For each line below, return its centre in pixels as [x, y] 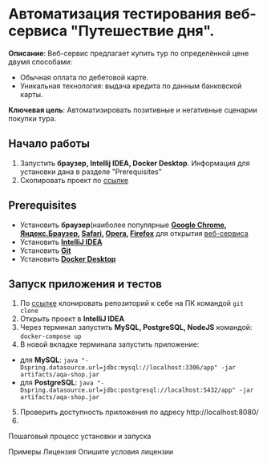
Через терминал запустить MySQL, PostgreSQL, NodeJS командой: [136, 328]
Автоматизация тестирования [115, 14]
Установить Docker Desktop [68, 258]
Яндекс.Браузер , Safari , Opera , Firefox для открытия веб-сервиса [134, 233]
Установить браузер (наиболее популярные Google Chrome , [123, 225]
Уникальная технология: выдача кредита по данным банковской [131, 86]
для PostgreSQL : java [57, 383]
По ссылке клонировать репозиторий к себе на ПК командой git [132, 303]
